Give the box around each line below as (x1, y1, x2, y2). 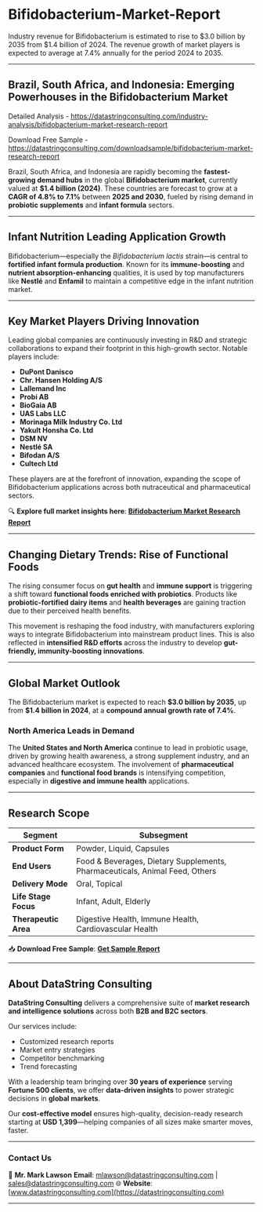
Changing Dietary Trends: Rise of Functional (8, 548, 229, 561)
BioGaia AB (19, 400, 57, 410)
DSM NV (19, 434, 49, 444)
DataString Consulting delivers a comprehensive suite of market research (8, 998, 250, 1007)
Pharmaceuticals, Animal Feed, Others (76, 866, 217, 877)
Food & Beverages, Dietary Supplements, (76, 856, 227, 867)
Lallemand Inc (19, 384, 67, 393)
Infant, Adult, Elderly (76, 896, 151, 907)
